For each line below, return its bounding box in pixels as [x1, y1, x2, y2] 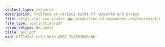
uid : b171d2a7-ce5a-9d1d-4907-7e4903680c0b [5, 35, 96, 40]
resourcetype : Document [5, 25, 54, 30]
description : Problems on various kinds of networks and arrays [5, 12, 139, 17]
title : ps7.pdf [5, 30, 36, 35]
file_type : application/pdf [5, 21, 63, 26]
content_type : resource [5, 7, 54, 12]
